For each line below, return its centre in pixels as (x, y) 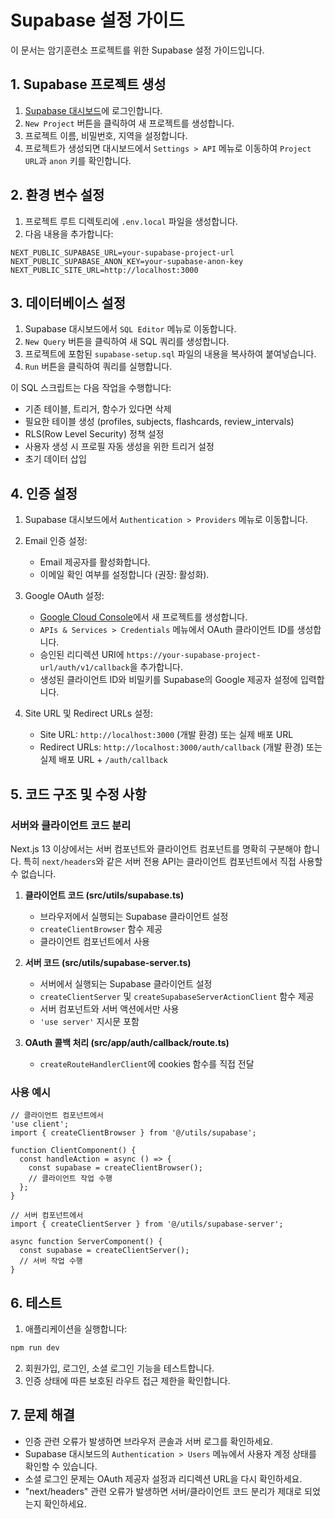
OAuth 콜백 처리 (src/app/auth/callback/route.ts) (127, 1042)
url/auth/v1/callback (84, 668)
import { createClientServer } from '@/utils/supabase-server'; (147, 1224)
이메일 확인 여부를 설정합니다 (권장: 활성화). (124, 575)
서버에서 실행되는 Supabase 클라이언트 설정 (126, 983)
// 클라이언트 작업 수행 (70, 1179)
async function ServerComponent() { (86, 1242)
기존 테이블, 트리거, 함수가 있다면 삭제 (98, 409)
